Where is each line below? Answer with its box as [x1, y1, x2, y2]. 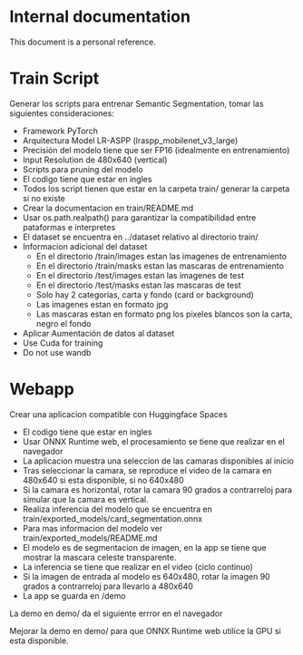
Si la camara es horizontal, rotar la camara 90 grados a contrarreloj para [22, 484, 293, 495]
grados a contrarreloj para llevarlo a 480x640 [22, 581, 193, 591]
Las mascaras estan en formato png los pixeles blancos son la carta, [35, 308, 293, 319]
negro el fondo [35, 318, 92, 328]
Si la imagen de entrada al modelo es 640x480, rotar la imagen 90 [22, 571, 270, 582]
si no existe [22, 192, 65, 203]
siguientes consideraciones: [9, 107, 115, 119]
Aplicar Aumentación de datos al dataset [22, 327, 175, 338]
